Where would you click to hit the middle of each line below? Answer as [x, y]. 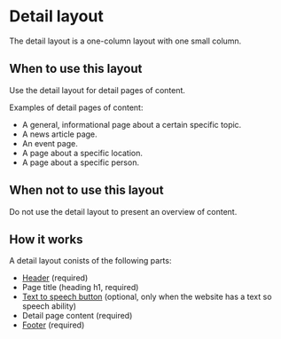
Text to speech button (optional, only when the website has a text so [147, 297]
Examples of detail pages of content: [76, 107]
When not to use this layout [86, 190]
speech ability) [49, 306]
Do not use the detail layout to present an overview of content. [123, 211]
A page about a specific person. [81, 162]
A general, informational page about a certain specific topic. [132, 124]
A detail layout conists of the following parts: [90, 261]
